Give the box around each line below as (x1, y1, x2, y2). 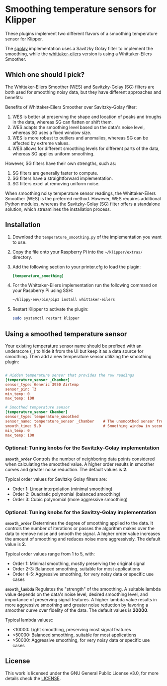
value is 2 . (5, 541, 26, 547)
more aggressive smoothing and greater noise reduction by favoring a (5, 602, 148, 608)
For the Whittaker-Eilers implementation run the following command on (12, 282, 158, 288)
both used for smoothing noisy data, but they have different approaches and (5, 89, 162, 95)
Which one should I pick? (5, 71, 85, 79)
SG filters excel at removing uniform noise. (12, 180, 100, 186)
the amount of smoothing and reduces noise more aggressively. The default (5, 536, 161, 542)
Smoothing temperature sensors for (5, 3, 157, 15)
